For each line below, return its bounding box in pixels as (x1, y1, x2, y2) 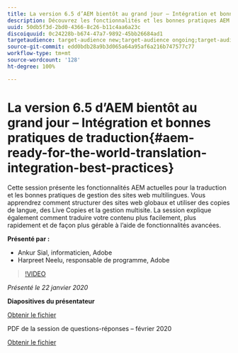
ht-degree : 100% (7, 63, 55, 70)
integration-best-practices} (7, 160, 175, 175)
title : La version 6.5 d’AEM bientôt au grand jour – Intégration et (7, 10, 217, 18)
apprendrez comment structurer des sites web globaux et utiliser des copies (7, 198, 230, 207)
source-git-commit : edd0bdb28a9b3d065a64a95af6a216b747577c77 (7, 43, 195, 50)
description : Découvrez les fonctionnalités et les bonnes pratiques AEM (7, 17, 230, 24)
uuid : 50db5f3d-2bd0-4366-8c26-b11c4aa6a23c (7, 23, 141, 30)
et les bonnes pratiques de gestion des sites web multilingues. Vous (7, 190, 206, 199)
